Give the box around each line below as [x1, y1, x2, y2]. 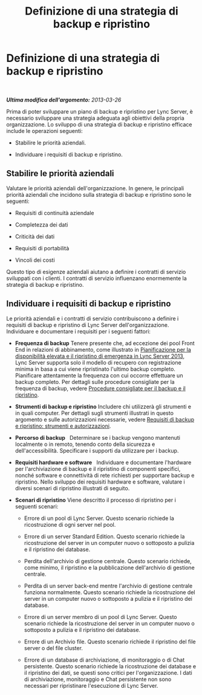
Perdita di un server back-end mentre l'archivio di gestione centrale [24, 582, 193, 589]
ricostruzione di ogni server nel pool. [24, 521, 116, 528]
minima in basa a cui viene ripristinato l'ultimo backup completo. [15, 365, 175, 372]
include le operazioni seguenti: [6, 127, 83, 134]
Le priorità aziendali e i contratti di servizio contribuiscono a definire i [6, 315, 179, 322]
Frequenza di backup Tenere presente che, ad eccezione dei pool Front [15, 339, 195, 347]
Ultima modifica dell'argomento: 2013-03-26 [6, 96, 122, 103]
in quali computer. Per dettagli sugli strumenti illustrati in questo [15, 409, 174, 417]
